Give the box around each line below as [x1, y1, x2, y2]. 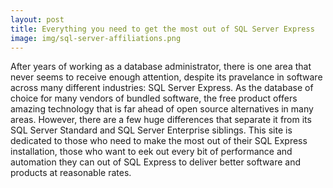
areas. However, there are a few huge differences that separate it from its [10, 114, 312, 126]
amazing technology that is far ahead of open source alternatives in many [10, 103, 314, 115]
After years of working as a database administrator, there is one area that [10, 61, 312, 73]
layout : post [10, 14, 65, 25]
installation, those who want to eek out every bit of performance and [10, 146, 293, 158]
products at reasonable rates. [10, 167, 132, 179]
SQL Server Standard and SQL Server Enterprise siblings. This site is [10, 124, 293, 136]
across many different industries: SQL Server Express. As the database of [10, 82, 314, 94]
